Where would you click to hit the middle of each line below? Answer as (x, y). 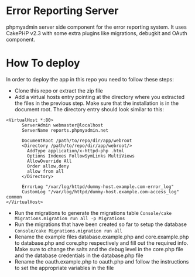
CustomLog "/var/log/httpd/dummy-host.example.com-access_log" (100, 191)
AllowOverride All (49, 161)
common (14, 197)
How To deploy (43, 63)
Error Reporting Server (62, 11)
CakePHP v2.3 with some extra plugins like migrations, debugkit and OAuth (97, 33)
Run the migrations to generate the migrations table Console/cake (93, 213)
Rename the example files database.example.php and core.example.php (102, 237)
